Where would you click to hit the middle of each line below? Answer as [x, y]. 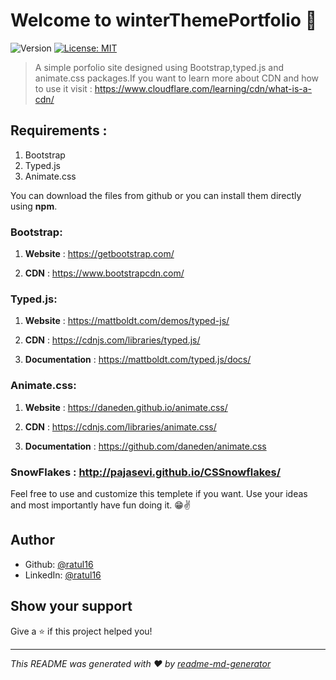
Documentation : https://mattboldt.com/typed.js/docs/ [138, 360]
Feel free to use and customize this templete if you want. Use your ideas [159, 493]
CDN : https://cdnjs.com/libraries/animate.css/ [120, 426]
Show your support [71, 606]
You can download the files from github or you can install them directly [156, 195]
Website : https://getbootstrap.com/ [99, 254]
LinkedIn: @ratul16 [63, 575]
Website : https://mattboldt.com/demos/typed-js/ [127, 321]
